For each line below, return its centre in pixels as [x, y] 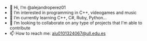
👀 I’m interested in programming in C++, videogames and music [73, 13]
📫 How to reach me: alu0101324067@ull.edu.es [58, 33]
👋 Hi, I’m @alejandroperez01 [38, 7]
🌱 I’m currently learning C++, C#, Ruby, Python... [58, 18]
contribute [20, 28]
